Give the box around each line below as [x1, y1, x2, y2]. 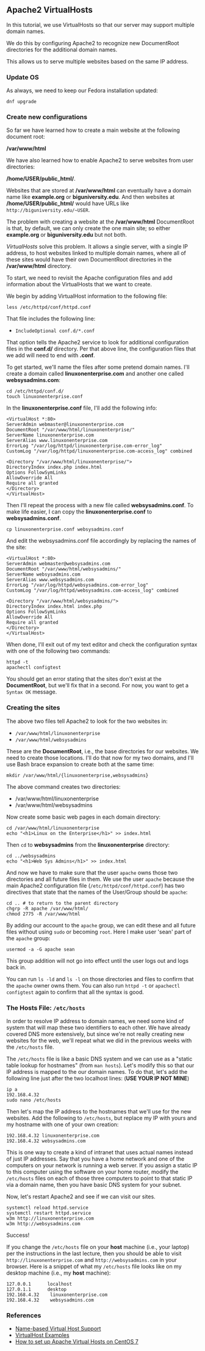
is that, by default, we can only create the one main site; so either [6, 225, 171, 232]
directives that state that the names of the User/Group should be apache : [6, 888, 188, 896]
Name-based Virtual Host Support [15, 1325, 101, 1333]
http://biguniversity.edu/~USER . [6, 206, 90, 214]
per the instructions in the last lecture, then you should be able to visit [6, 1250, 182, 1257]
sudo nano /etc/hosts [6, 1097, 62, 1103]
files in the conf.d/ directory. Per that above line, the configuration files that [6, 345, 196, 353]
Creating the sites [6, 703, 60, 712]
